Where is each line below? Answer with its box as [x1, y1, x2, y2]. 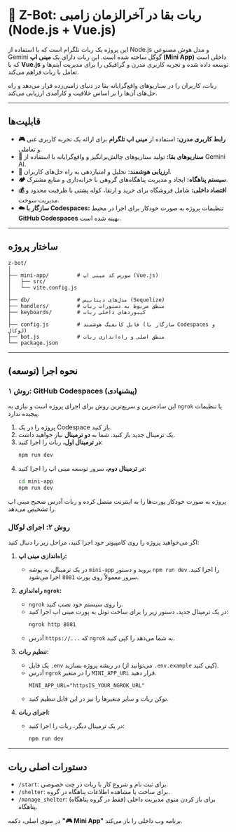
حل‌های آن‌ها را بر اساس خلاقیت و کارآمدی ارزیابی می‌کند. [8, 89, 158, 97]
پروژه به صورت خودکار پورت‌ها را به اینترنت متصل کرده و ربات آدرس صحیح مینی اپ [8, 497, 227, 505]
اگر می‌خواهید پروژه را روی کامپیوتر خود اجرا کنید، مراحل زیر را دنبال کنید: [8, 538, 200, 547]
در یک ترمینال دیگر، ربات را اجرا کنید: [28, 722, 125, 730]
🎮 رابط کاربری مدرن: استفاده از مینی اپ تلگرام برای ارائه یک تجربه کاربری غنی [18, 134, 226, 143]
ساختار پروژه [8, 241, 58, 253]
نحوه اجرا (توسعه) [8, 365, 78, 377]
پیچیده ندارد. [8, 410, 41, 418]
